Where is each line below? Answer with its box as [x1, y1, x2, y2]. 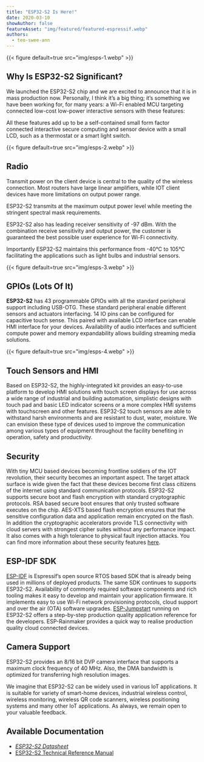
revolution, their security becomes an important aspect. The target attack [6, 474, 189, 481]
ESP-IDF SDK [6, 556, 56, 566]
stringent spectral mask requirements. [6, 208, 102, 216]
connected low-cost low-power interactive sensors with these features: [6, 107, 185, 115]
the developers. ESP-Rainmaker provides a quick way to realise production [6, 618, 193, 625]
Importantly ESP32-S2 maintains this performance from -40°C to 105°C [6, 245, 185, 253]
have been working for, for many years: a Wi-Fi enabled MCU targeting [6, 101, 184, 108]
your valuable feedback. [6, 708, 67, 716]
